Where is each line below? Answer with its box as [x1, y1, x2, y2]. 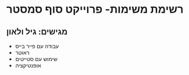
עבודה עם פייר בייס [15, 42, 59, 50]
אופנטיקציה [15, 62, 41, 69]
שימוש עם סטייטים [15, 56, 58, 62]
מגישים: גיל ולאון [6, 27, 68, 37]
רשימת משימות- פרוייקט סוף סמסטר [6, 2, 184, 16]
